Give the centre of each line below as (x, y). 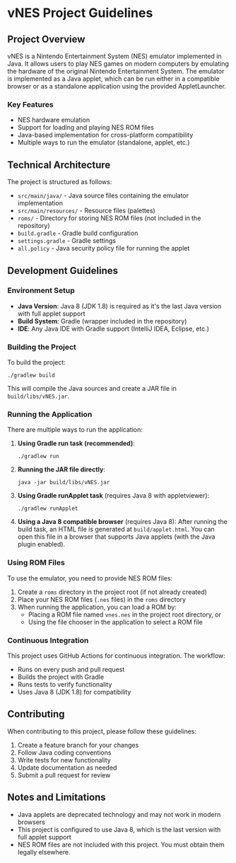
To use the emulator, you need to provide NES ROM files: (90, 578)
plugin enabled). (41, 544)
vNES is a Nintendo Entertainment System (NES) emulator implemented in (114, 56)
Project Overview (46, 39)
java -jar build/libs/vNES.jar (64, 483)
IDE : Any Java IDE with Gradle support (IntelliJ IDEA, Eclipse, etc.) (113, 328)
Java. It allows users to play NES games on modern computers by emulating (118, 64)
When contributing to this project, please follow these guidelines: (102, 731)
